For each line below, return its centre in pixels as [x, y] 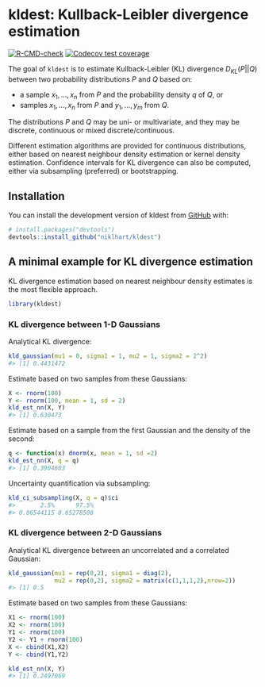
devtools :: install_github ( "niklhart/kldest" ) [84, 237]
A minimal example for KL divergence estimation [131, 262]
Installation [36, 196]
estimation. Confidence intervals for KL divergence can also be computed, [130, 163]
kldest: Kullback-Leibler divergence [129, 15]
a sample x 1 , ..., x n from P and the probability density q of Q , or [121, 95]
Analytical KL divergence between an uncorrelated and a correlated [119, 550]
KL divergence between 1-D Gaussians [84, 324]
